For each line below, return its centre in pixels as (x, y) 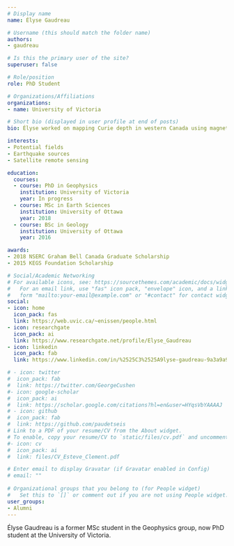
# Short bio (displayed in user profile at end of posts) (93, 122)
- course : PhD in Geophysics (56, 186)
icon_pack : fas (36, 315)
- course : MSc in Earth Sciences (62, 205)
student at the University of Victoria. (59, 535)
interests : (23, 141)
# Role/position (31, 77)
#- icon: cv (24, 444)
